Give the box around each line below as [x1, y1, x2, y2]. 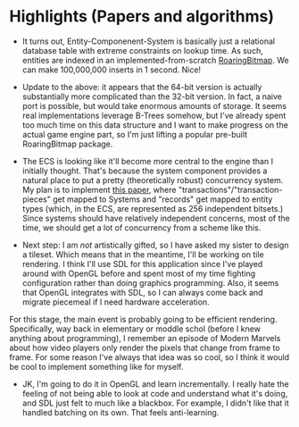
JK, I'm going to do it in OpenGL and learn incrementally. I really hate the [21, 378, 289, 389]
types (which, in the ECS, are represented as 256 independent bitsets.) [21, 203, 284, 213]
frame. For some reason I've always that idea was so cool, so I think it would [9, 351, 290, 363]
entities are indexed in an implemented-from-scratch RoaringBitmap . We [21, 54, 289, 65]
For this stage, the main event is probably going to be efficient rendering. [9, 314, 278, 324]
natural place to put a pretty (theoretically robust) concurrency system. [21, 174, 284, 185]
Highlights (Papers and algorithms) [9, 6, 275, 27]
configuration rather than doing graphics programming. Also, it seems [21, 277, 279, 288]
